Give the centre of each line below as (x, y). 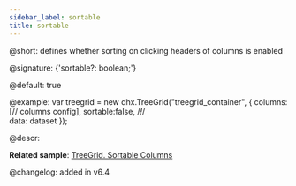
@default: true (35, 85)
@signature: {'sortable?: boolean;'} (73, 68)
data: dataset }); (38, 121)
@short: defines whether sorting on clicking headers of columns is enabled (146, 50)
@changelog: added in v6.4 (60, 172)
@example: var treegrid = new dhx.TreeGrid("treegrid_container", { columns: (148, 101)
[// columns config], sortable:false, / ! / (77, 111)
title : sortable (39, 26)
